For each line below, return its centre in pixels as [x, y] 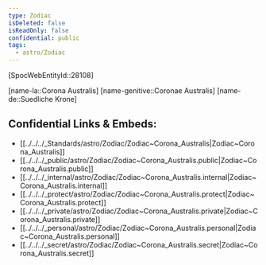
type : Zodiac [30, 16]
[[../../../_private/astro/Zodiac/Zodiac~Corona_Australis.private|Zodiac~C [139, 211]
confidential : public [44, 38]
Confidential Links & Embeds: [83, 124]
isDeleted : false [37, 23]
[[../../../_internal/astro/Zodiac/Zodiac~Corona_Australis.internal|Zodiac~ [138, 177]
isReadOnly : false [39, 30]
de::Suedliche [31, 99]
